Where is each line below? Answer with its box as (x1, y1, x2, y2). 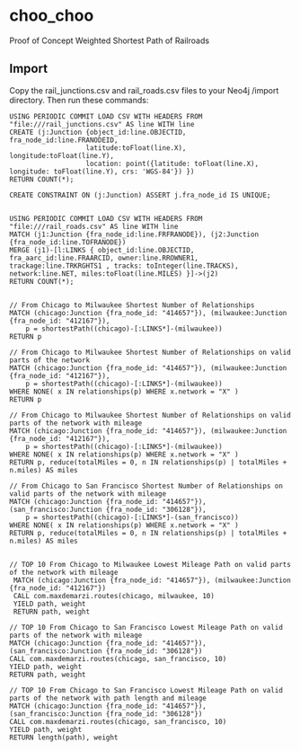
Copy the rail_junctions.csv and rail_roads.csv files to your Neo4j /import (9, 84, 279, 95)
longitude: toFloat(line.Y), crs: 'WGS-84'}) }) (9, 167, 195, 176)
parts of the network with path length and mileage (9, 694, 207, 702)
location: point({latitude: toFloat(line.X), (85, 159, 259, 168)
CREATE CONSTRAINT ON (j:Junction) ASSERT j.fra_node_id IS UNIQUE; (9, 190, 271, 199)
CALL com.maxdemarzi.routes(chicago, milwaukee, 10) (13, 591, 216, 600)
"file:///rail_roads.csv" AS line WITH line (9, 222, 179, 231)
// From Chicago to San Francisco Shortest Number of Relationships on (9, 482, 283, 490)
